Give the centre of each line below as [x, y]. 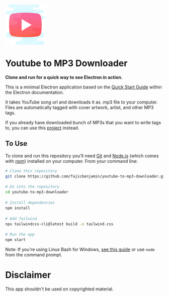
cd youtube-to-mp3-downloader [37, 192]
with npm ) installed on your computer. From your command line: [72, 161]
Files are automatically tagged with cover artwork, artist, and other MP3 [79, 107]
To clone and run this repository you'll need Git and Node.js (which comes [82, 156]
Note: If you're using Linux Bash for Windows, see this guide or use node [80, 249]
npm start [16, 240]
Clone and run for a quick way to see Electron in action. [64, 77]
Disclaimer [28, 275]
